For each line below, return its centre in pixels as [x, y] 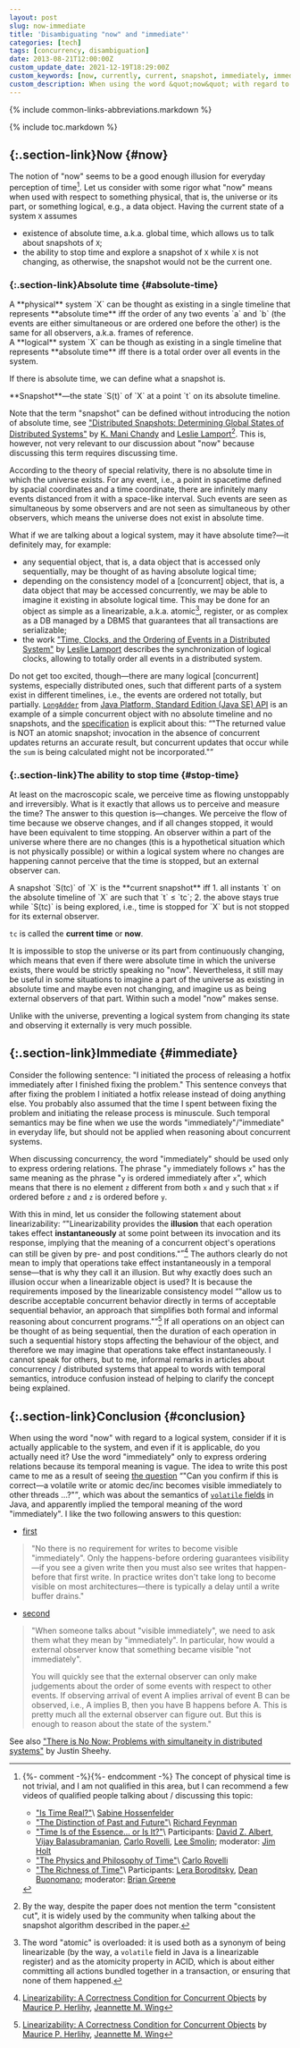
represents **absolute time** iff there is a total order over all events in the [145, 352]
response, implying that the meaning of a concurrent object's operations [142, 1242]
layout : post [33, 17]
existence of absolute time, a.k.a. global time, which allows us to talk [148, 233]
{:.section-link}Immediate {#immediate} [124, 1053]
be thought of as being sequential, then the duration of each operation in [143, 1331]
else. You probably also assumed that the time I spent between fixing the [143, 1103]
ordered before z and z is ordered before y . [88, 1197]
